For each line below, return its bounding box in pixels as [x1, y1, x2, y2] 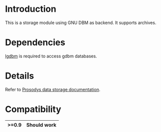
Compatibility [5, 104, 61, 115]
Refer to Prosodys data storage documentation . [5, 86, 101, 92]
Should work [26, 121, 57, 128]
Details [5, 70, 34, 81]
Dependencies [5, 37, 65, 48]
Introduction [5, 3, 57, 15]
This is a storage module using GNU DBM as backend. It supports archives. [5, 20, 157, 26]
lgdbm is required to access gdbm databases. [5, 53, 98, 59]
